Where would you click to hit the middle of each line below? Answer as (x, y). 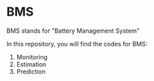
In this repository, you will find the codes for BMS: (77, 44)
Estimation (31, 64)
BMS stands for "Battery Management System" (73, 31)
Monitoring (32, 57)
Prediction (31, 71)
